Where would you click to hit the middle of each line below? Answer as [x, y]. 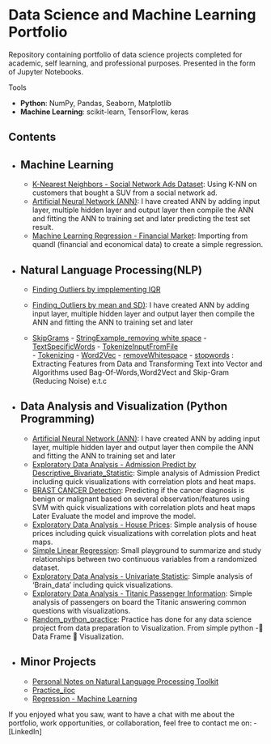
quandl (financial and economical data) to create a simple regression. [148, 244]
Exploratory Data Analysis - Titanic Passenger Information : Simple [142, 593]
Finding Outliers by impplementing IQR [96, 289]
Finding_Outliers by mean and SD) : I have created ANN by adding [141, 304]
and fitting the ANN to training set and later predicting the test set [141, 219]
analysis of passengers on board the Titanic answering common [139, 602]
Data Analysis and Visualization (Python [124, 406]
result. [43, 227]
